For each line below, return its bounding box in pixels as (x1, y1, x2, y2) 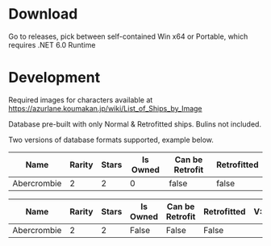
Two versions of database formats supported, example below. (8, 135, 214, 144)
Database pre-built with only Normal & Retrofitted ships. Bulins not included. (8, 119, 262, 129)
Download (8, 5, 78, 23)
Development (8, 69, 101, 87)
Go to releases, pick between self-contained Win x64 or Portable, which (8, 31, 248, 41)
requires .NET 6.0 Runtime (8, 40, 96, 49)
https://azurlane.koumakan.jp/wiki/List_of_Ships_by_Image (8, 103, 203, 113)
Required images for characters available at (8, 94, 153, 105)
